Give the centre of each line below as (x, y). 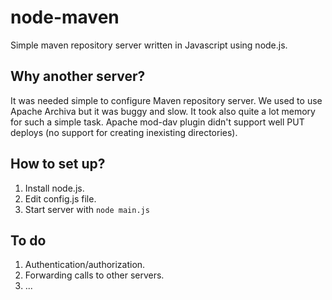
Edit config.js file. (60, 198)
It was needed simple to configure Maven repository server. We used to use (166, 100)
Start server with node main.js (87, 209)
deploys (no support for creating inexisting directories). (124, 132)
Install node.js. (54, 188)
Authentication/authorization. (85, 265)
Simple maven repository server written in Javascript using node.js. (149, 45)
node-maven (65, 17)
